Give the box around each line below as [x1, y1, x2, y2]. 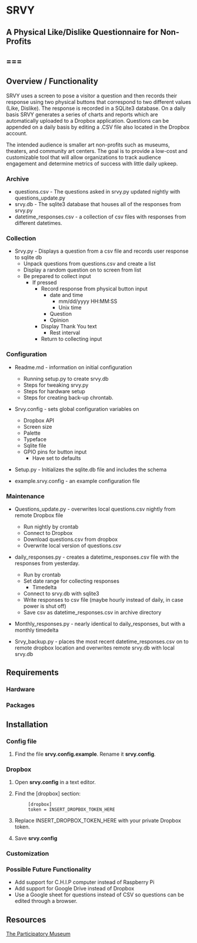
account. [6, 129, 28, 136]
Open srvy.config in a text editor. [14, 779, 96, 786]
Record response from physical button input [41, 285, 148, 292]
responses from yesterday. [14, 559, 80, 567]
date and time [49, 292, 84, 299]
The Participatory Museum [6, 931, 71, 938]
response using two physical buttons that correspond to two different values [6, 98, 191, 105]
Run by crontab [23, 571, 61, 578]
